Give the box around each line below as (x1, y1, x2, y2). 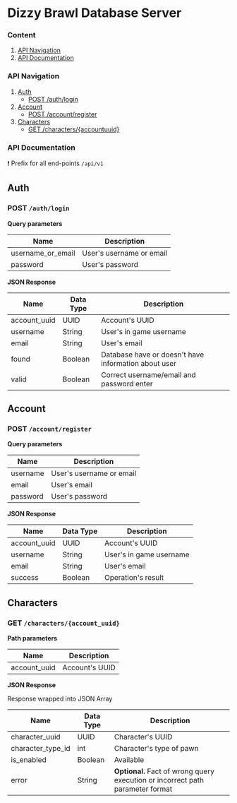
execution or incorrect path (114, 775, 205, 785)
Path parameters (7, 634, 58, 643)
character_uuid (11, 732, 61, 742)
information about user (101, 358, 177, 368)
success (11, 573, 39, 583)
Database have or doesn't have (101, 350, 205, 359)
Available (114, 755, 145, 765)
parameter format (114, 784, 173, 794)
